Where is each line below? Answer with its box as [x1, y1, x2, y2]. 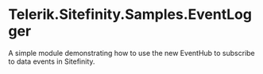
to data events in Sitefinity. [8, 57, 95, 66]
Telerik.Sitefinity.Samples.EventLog [8, 6, 253, 24]
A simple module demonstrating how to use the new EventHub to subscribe [8, 48, 256, 57]
